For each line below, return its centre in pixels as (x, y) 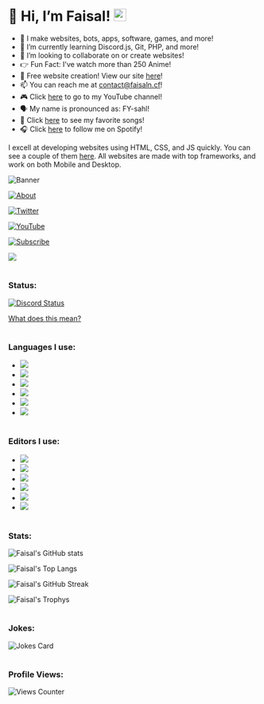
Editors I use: (34, 442)
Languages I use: (42, 347)
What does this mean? (45, 318)
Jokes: (22, 628)
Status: (23, 285)
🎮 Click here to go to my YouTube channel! (91, 96)
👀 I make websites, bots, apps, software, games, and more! (116, 38)
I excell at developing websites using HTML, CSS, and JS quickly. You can (129, 147)
